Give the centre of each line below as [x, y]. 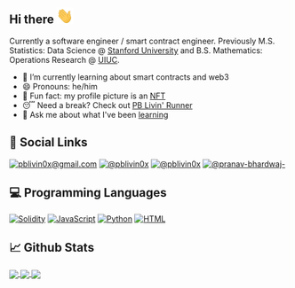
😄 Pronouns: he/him [60, 86]
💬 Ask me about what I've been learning [95, 114]
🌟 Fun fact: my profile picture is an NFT [94, 96]
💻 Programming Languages [88, 193]
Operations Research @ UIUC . [64, 59]
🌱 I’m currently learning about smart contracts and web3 [125, 77]
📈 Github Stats [52, 247]
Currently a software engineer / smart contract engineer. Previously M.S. [142, 41]
